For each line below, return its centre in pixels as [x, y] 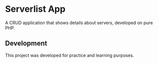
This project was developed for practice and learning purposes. [70, 55]
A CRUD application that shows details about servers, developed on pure [79, 23]
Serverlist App [35, 9]
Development [26, 44]
